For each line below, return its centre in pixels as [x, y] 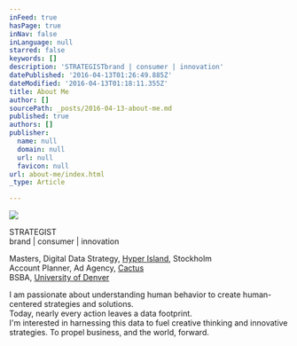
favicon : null [43, 166]
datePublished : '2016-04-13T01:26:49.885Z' [91, 75]
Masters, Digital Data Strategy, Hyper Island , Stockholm [111, 259]
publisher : [29, 133]
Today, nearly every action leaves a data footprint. [101, 314]
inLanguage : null [41, 42]
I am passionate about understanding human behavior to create [125, 295]
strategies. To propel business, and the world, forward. [109, 333]
